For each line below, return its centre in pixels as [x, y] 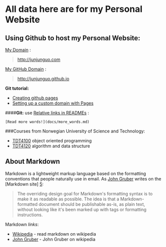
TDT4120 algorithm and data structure [51, 146]
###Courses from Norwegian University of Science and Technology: [75, 131]
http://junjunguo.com [39, 60]
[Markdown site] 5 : [24, 184]
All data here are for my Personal [74, 9]
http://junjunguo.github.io [43, 79]
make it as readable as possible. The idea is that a [68, 199]
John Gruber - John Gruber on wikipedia [54, 239]
